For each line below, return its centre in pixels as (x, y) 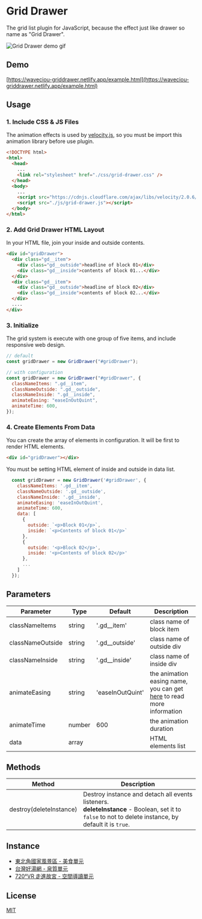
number (79, 725)
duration (162, 728)
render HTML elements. (35, 447)
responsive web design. (36, 345)
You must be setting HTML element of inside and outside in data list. (91, 469)
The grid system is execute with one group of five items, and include (91, 338)
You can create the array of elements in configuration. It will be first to (93, 440)
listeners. (96, 802)
